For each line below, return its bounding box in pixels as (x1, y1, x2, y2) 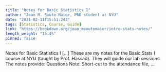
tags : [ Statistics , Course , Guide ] (5, 21, 82, 27)
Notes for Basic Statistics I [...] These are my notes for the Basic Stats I (5, 50, 155, 56)
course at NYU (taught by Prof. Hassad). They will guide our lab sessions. (5, 55, 161, 61)
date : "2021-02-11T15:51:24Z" (5, 17, 70, 22)
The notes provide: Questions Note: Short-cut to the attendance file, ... (5, 61, 155, 67)
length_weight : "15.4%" (5, 31, 57, 36)
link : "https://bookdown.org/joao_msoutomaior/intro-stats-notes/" (5, 27, 153, 32)
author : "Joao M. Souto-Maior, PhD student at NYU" (5, 12, 118, 17)
